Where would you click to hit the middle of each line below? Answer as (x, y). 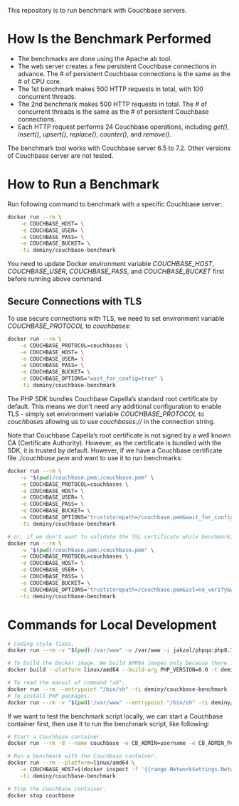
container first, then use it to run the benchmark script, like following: (108, 723)
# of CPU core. (39, 81)
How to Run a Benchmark (84, 185)
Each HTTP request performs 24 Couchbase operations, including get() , (123, 127)
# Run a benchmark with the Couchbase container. (83, 756)
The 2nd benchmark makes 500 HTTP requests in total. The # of (112, 104)
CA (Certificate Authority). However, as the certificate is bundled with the (115, 442)
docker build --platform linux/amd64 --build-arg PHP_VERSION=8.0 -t (113, 670)
